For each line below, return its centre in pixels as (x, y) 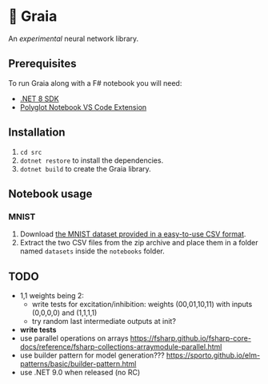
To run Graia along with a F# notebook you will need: (95, 83)
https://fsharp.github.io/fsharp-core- (191, 338)
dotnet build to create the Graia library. (86, 168)
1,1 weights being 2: (52, 296)
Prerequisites (42, 64)
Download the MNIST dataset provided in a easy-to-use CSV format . (133, 234)
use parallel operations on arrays (74, 338)
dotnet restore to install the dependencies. (92, 160)
